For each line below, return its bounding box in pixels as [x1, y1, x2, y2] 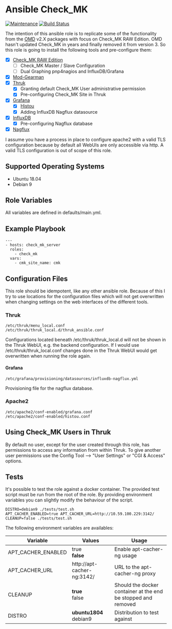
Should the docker [114, 581, 159, 589]
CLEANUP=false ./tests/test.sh [5, 516, 72, 521]
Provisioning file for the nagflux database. [5, 385, 94, 391]
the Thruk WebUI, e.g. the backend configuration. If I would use [5, 342, 140, 348]
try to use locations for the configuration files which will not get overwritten [5, 293, 164, 299]
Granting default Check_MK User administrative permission [20, 86, 146, 92]
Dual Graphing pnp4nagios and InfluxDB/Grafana [20, 68, 124, 75]
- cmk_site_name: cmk [14, 260, 60, 266]
